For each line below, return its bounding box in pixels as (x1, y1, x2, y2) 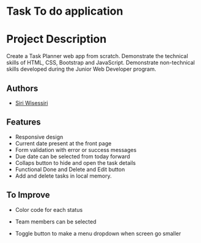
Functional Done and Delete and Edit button (15, 165, 125, 173)
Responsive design (15, 133, 64, 140)
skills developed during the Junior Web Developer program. (6, 65, 157, 73)
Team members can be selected (15, 218, 97, 225)
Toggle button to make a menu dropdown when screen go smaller (15, 230, 181, 237)
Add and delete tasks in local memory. (15, 172, 112, 180)
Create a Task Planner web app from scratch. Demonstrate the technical (6, 53, 188, 60)
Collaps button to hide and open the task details (15, 159, 136, 166)
